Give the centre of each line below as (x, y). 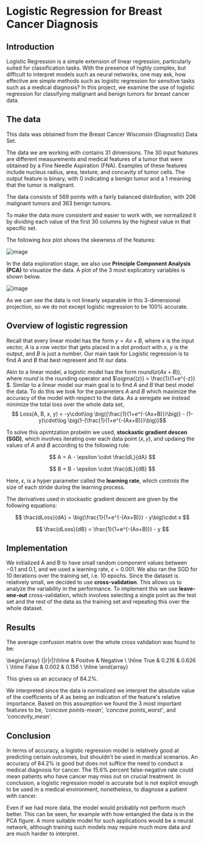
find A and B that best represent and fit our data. (67, 360)
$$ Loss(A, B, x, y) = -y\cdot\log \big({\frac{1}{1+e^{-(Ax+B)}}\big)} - (98, 414)
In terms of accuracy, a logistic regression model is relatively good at (93, 751)
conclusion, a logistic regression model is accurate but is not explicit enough (102, 783)
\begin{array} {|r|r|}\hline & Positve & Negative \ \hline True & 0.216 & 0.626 (101, 660)
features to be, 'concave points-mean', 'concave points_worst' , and (91, 710)
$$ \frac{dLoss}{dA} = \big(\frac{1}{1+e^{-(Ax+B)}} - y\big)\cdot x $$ (102, 517)
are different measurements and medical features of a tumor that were (94, 159)
